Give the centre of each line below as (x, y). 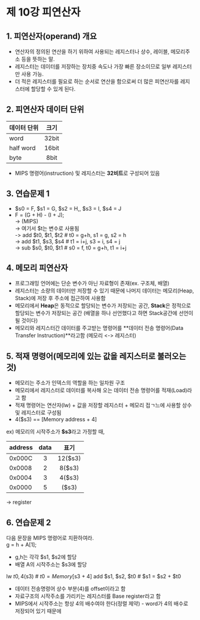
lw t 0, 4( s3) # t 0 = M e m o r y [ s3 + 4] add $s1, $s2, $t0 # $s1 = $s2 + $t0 (94, 576)
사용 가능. (33, 74)
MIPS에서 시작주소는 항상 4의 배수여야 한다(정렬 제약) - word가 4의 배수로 (101, 604)
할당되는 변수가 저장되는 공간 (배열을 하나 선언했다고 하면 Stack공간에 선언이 (104, 313)
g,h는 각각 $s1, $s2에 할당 (46, 557)
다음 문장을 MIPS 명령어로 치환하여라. (50, 538)
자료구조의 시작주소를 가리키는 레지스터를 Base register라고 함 (88, 596)
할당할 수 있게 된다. (53, 89)
